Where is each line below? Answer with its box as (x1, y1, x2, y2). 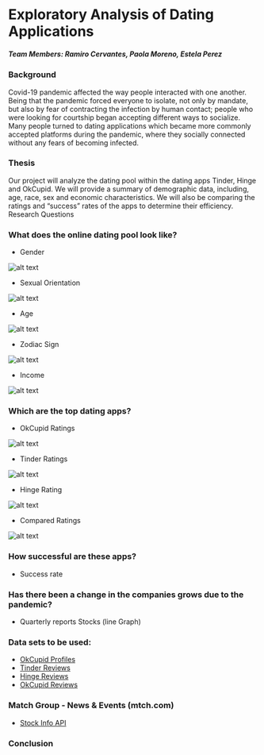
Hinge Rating (19, 485, 63, 495)
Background (8, 69, 57, 80)
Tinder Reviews (19, 663, 71, 672)
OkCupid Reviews (19, 680, 78, 690)
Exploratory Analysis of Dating (8, 6, 214, 24)
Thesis (8, 157, 36, 168)
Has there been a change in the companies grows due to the (8, 589, 244, 600)
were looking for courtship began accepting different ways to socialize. (8, 113, 240, 122)
